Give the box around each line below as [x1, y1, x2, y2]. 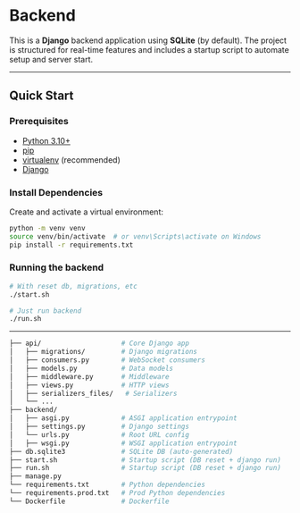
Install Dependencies [9, 186, 104, 198]
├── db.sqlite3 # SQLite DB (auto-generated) [9, 447, 234, 456]
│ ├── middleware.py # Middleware [9, 372, 170, 381]
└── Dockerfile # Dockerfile [9, 497, 170, 506]
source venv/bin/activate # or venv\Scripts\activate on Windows [9, 231, 262, 241]
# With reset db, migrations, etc [9, 282, 138, 290]
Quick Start [9, 88, 74, 104]
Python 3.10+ [21, 135, 71, 146]
